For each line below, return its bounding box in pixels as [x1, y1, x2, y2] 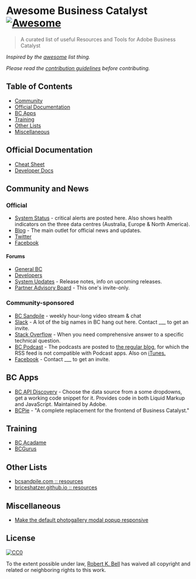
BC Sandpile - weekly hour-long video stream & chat [14, 312, 142, 319]
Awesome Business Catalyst [6, 4, 148, 18]
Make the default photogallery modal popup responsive [14, 516, 149, 523]
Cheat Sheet [14, 161, 45, 168]
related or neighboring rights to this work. [6, 566, 106, 573]
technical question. [14, 337, 61, 344]
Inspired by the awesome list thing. [6, 53, 91, 60]
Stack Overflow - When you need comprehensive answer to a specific [14, 331, 184, 338]
